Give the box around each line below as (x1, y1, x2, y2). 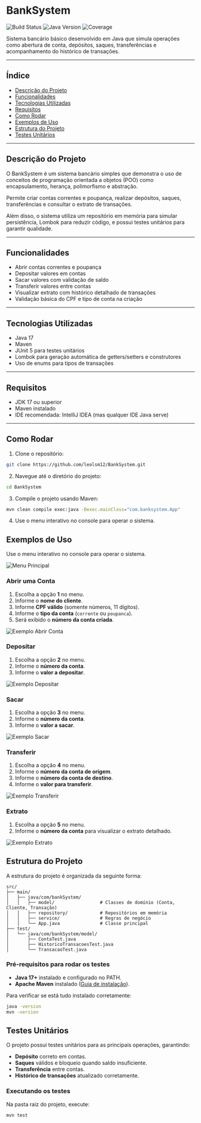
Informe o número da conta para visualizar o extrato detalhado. (14, 827, 172, 835)
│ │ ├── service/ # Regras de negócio (6, 915, 151, 921)
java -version (6, 1003, 42, 1009)
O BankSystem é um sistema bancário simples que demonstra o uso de (6, 170, 182, 177)
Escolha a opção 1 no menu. (14, 591, 85, 598)
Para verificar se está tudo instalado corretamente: (6, 991, 132, 999)
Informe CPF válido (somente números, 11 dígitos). (14, 603, 139, 610)
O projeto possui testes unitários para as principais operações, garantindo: (6, 1042, 190, 1049)
